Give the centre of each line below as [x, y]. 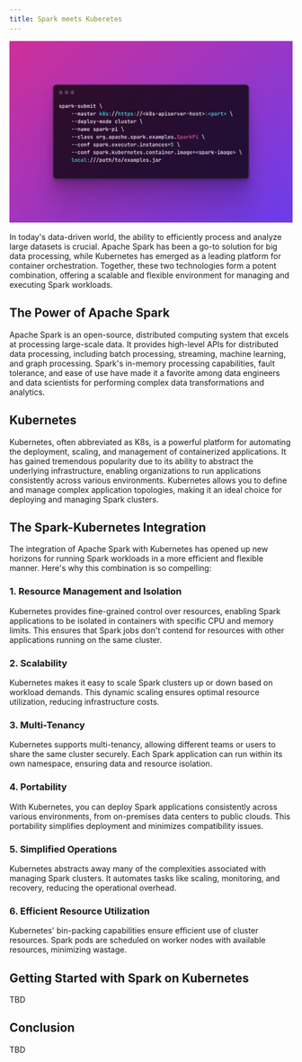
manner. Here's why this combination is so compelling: [111, 568]
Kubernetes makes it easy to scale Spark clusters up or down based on [141, 683]
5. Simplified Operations [63, 849]
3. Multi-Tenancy [47, 725]
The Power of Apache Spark [90, 313]
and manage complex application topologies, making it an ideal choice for [146, 489]
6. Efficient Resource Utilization [80, 911]
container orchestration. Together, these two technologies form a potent [143, 265]
